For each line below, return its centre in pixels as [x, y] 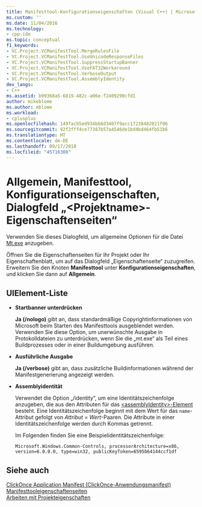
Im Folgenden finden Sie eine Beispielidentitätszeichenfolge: [90, 435]
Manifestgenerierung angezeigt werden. [65, 375]
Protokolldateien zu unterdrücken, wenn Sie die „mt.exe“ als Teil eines [101, 339]
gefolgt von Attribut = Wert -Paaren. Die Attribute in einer [105, 417]
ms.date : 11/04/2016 [32, 23]
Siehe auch [28, 470]
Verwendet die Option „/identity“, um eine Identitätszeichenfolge [94, 398]
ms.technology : [25, 29]
